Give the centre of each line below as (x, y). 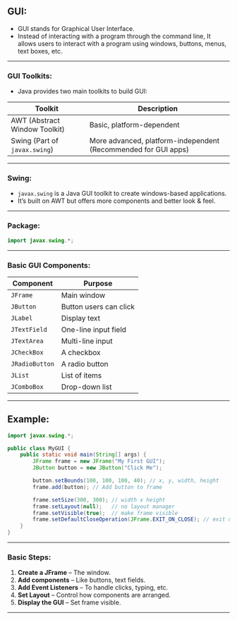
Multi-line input (87, 341)
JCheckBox (27, 352)
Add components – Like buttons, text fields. (81, 580)
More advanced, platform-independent (154, 141)
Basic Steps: (29, 557)
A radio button (85, 364)
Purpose (98, 283)
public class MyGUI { (39, 448)
